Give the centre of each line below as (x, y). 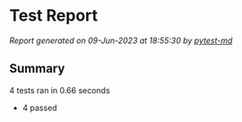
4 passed (39, 108)
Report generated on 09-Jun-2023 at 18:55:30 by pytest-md (121, 40)
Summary (37, 69)
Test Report (54, 16)
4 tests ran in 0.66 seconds (60, 90)
